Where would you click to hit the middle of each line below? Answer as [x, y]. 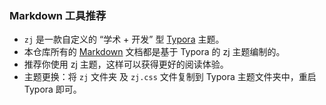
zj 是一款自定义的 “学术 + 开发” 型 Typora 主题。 [124, 39]
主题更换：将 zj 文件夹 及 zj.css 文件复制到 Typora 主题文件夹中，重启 [170, 77]
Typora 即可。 [52, 89]
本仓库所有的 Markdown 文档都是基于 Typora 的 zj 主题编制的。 [154, 52]
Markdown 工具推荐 [58, 15]
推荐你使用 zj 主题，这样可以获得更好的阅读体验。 [126, 64]
